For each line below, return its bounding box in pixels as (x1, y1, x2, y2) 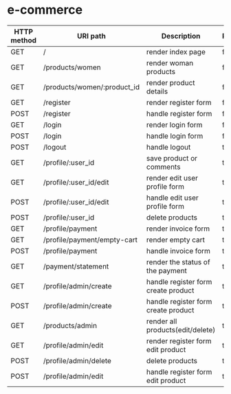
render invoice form (146, 224, 210, 233)
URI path (76, 31, 107, 40)
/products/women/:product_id (43, 82, 140, 91)
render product (146, 78, 195, 87)
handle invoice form (146, 246, 211, 255)
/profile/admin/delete (43, 356, 112, 365)
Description (161, 31, 201, 40)
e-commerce (7, 2, 83, 18)
